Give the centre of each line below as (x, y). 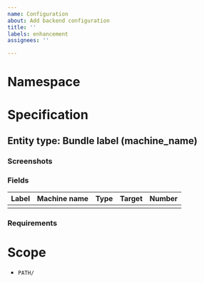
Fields (18, 180)
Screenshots (30, 161)
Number (164, 199)
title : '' (22, 27)
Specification (48, 114)
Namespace (44, 82)
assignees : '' (29, 41)
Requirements (32, 223)
